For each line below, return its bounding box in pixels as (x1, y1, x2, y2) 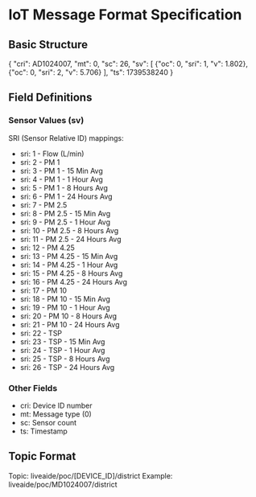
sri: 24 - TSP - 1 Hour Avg (19, 345, 105, 355)
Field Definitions (8, 91, 93, 105)
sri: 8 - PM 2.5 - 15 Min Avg (19, 208, 111, 218)
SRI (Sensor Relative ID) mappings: (8, 133, 124, 142)
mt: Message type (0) (19, 409, 93, 419)
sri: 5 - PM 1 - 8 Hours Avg (19, 183, 109, 192)
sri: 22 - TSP (19, 328, 63, 338)
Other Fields (8, 382, 58, 393)
